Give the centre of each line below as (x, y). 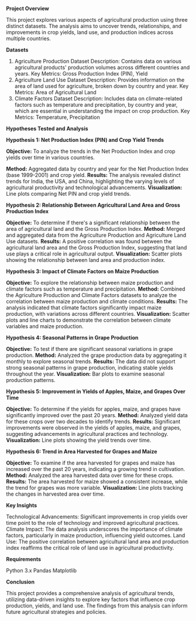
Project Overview (28, 8)
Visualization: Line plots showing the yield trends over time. (79, 440)
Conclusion (20, 582)
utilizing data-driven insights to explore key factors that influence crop (91, 599)
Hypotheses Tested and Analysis (47, 129)
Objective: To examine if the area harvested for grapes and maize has (91, 463)
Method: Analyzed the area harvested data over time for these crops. (90, 475)
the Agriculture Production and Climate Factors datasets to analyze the (92, 295)
